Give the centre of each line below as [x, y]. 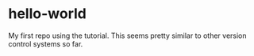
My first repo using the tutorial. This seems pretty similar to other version [128, 35]
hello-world [48, 14]
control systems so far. [46, 43]
